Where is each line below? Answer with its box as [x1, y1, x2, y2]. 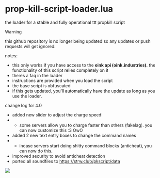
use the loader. [12, 93, 42, 99]
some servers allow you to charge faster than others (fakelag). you [19, 122, 153, 128]
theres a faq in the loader [12, 72, 63, 78]
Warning [5, 29, 22, 34]
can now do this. [19, 148, 53, 154]
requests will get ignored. [5, 43, 56, 49]
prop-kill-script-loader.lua [5, 3, 113, 15]
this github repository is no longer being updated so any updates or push [5, 38, 151, 44]
